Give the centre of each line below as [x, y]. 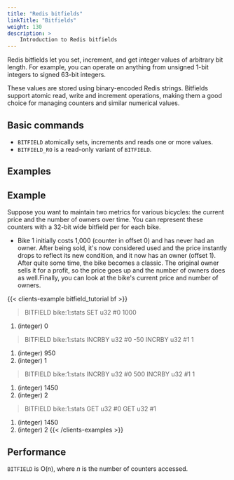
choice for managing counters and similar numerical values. [94, 103]
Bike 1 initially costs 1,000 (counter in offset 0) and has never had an [116, 241]
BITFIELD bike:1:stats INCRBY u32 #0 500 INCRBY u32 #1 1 [109, 374]
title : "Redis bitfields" [45, 14]
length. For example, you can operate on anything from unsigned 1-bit [108, 67]
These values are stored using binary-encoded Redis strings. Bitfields [108, 88]
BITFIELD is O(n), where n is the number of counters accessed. [98, 468]
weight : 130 [25, 27]
